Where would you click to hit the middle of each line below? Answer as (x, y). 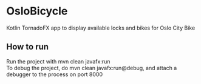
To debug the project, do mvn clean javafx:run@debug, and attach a (92, 68)
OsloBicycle (37, 11)
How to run (28, 47)
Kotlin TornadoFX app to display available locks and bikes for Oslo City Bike (101, 28)
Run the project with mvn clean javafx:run (58, 61)
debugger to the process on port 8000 (55, 74)
